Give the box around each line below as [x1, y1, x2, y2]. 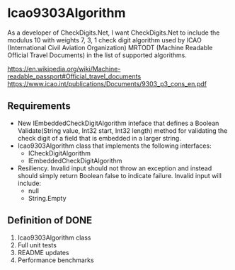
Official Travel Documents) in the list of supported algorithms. [7, 51, 188, 59]
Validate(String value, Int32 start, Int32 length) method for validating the [17, 126, 228, 135]
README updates [17, 248, 69, 257]
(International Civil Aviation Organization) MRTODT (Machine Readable [7, 43, 213, 52]
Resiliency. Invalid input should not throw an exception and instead [17, 164, 212, 172]
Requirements [7, 100, 71, 112]
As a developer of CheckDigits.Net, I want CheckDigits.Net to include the [7, 28, 220, 37]
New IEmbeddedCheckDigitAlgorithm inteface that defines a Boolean [17, 119, 219, 127]
